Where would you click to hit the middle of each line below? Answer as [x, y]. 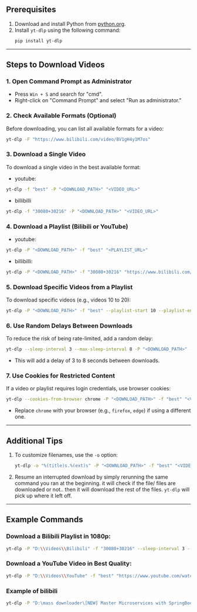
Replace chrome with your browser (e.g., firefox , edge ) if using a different [103, 410]
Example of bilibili [32, 591]
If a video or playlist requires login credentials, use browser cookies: [89, 389]
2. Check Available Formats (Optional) [61, 116]
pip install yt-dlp [38, 41]
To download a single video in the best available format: [73, 167]
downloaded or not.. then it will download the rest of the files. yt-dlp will [102, 489]
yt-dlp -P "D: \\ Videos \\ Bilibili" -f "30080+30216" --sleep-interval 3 [95, 549]
